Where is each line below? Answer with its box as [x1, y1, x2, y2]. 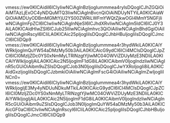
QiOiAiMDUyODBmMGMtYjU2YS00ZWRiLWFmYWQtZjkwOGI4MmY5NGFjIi [5, 15, 162, 21]
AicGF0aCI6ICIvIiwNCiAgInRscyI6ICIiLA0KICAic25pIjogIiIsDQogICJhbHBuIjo [5, 106, 165, 112]
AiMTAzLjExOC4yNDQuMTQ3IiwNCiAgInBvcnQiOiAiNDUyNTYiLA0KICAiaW [5, 10, 164, 16]
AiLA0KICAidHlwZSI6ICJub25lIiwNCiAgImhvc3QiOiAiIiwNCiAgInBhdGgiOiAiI [5, 26, 165, 32]
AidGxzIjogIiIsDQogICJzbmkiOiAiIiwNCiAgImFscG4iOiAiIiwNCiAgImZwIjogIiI [5, 69, 164, 75]
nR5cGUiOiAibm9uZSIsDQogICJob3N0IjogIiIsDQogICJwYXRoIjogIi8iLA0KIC [5, 63, 164, 69]
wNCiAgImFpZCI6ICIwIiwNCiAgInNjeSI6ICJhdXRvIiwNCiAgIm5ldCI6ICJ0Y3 [5, 20, 163, 26]
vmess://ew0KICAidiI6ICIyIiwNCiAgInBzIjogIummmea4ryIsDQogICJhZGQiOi [5, 5, 164, 10]
